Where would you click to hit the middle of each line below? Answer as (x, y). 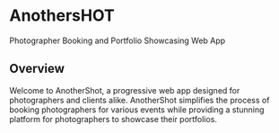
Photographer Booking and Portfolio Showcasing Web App (118, 40)
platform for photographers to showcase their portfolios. (113, 119)
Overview (37, 69)
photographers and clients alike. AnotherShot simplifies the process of (139, 100)
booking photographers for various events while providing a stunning (137, 110)
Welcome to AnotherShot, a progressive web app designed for (125, 90)
